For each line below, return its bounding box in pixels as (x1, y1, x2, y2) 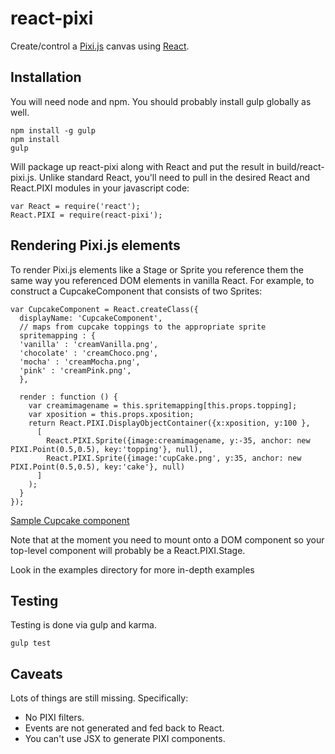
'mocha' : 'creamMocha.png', (19, 357, 141, 367)
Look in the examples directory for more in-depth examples (10, 563, 255, 576)
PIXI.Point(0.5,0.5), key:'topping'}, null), (10, 444, 203, 454)
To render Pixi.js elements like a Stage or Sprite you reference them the (10, 263, 304, 276)
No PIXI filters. (24, 712, 85, 724)
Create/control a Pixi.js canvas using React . (10, 40, 190, 52)
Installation (10, 69, 82, 86)
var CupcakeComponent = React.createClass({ (10, 304, 199, 314)
